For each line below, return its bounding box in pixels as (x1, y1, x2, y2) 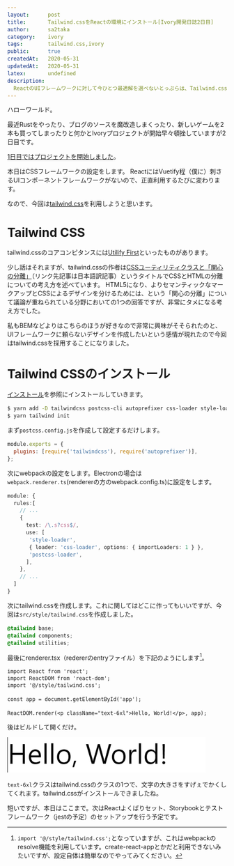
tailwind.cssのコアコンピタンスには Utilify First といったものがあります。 (7, 248, 212, 257)
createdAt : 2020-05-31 (7, 56, 79, 63)
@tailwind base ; (7, 624, 54, 632)
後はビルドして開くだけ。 (7, 723, 80, 732)
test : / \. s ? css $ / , (25, 522, 79, 529)
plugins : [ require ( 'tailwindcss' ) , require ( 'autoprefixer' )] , (13, 448, 198, 455)
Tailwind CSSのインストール (7, 366, 171, 382)
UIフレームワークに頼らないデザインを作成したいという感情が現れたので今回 (7, 330, 227, 339)
